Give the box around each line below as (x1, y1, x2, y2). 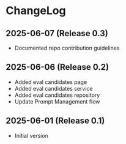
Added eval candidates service (14, 85, 93, 92)
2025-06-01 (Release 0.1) (6, 116, 105, 126)
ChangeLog (6, 4, 66, 18)
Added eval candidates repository (14, 91, 100, 99)
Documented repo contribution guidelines (14, 44, 120, 51)
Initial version (14, 132, 48, 139)
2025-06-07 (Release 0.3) (6, 28, 108, 39)
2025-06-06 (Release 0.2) (6, 62, 109, 72)
